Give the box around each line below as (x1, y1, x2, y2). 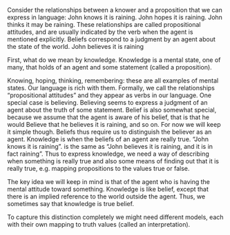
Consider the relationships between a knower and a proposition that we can (7, 6, 222, 14)
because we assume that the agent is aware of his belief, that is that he (7, 113, 209, 121)
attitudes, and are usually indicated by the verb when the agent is (7, 28, 193, 36)
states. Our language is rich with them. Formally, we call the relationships (7, 84, 215, 92)
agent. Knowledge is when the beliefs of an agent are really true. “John (7, 135, 209, 143)
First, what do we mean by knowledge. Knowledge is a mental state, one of (7, 56, 221, 64)
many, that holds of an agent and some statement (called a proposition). (7, 63, 212, 71)
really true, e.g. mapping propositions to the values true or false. (7, 165, 190, 172)
